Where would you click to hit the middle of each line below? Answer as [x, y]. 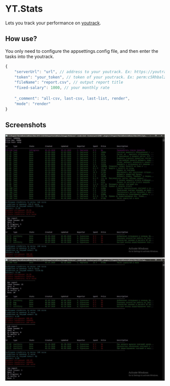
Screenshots [26, 125]
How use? [21, 39]
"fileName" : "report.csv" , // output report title [69, 82]
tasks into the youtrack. [30, 56]
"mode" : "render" [33, 104]
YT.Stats [24, 9]
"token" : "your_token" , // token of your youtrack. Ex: [75, 77]
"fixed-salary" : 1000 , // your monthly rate [62, 88]
